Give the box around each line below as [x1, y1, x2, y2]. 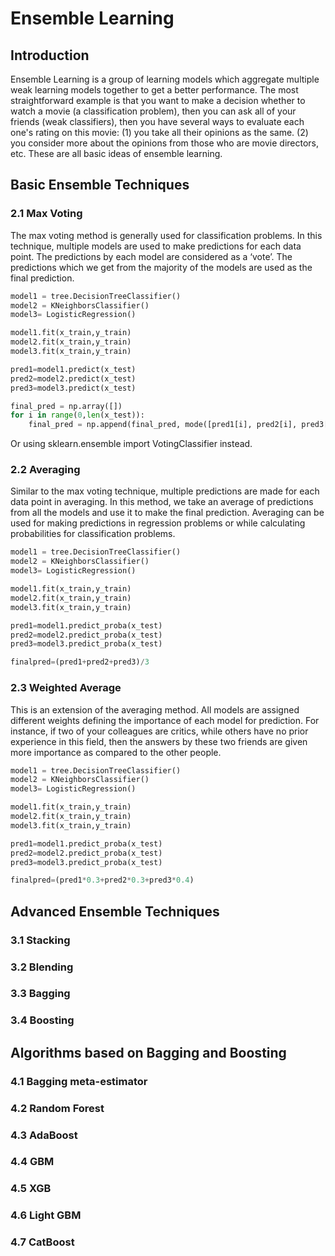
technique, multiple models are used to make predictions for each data [10, 240, 302, 252]
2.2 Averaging [10, 463, 81, 477]
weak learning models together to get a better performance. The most [10, 84, 299, 96]
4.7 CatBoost [10, 1235, 75, 1249]
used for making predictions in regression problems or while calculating [10, 517, 306, 529]
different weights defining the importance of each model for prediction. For [10, 714, 320, 726]
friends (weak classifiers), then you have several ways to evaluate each [10, 116, 305, 127]
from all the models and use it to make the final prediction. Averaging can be [10, 507, 325, 519]
